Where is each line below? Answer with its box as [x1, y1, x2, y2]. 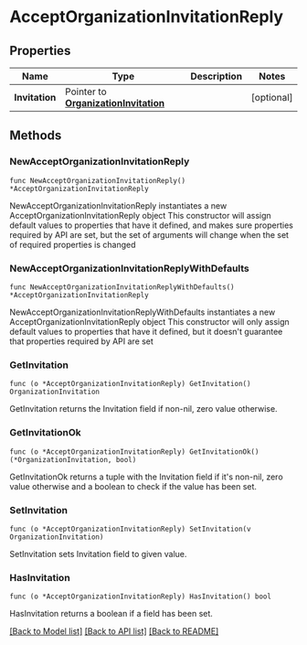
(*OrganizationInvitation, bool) [9, 455, 137, 464]
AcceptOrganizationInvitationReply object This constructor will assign [9, 210, 271, 220]
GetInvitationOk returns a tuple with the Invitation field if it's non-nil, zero [9, 471, 283, 482]
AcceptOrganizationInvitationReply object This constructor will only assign [9, 316, 290, 327]
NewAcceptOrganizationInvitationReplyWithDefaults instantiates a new [9, 306, 276, 317]
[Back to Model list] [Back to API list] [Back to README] [9, 626, 219, 637]
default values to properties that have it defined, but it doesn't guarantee [9, 326, 283, 337]
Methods [9, 128, 62, 144]
